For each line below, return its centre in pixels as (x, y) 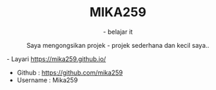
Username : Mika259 (47, 80)
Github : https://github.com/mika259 (70, 72)
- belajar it (118, 32)
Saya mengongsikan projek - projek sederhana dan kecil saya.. (118, 45)
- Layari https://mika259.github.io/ (56, 59)
